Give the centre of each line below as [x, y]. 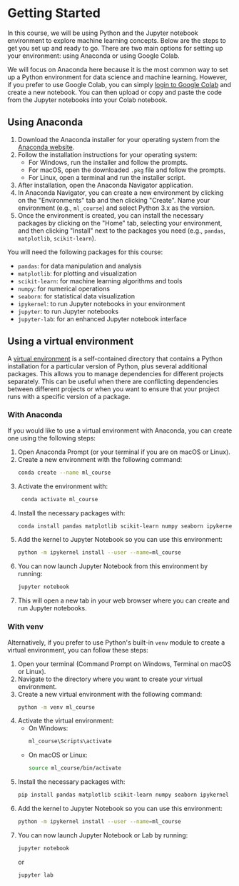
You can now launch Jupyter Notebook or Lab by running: [103, 835]
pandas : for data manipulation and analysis [80, 266]
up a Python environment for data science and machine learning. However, [117, 77]
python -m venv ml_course [56, 707]
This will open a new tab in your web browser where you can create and [123, 600]
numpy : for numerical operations [64, 288]
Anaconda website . [46, 147]
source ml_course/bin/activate [75, 768]
